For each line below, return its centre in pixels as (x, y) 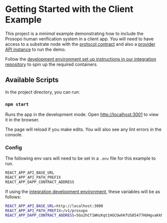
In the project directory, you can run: (42, 92)
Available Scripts (32, 80)
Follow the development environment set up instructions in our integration (81, 59)
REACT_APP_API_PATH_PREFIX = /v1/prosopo (46, 211)
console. (14, 135)
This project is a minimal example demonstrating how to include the (74, 33)
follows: (13, 197)
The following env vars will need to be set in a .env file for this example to (81, 158)
